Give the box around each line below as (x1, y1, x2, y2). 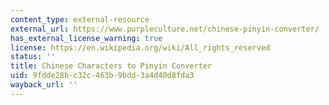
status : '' (10, 52, 56, 62)
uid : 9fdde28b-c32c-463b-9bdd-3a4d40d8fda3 (10, 71, 195, 81)
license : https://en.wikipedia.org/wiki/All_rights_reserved (10, 42, 271, 53)
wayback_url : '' (10, 80, 78, 90)
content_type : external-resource (10, 14, 150, 25)
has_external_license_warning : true (10, 33, 163, 43)
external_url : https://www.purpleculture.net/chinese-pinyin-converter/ (10, 24, 320, 34)
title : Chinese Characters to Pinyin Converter (10, 61, 213, 71)
